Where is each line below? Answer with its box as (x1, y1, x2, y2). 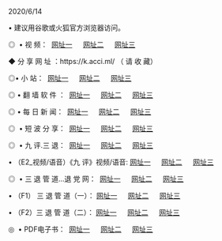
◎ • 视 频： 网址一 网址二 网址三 (8, 40, 136, 49)
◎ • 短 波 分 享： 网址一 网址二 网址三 (8, 124, 154, 133)
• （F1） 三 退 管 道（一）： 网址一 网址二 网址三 (8, 191, 181, 200)
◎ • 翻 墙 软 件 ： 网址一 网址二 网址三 (8, 90, 154, 100)
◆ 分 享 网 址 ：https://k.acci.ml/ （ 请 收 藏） (8, 57, 158, 66)
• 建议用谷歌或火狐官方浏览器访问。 (8, 23, 125, 32)
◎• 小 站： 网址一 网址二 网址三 (8, 73, 132, 82)
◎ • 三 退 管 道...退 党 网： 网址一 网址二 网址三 (8, 174, 184, 183)
